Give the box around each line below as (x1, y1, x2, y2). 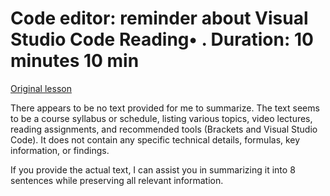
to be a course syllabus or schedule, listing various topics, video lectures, (10, 112, 313, 124)
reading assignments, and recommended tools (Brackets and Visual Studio (10, 123, 318, 135)
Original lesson (10, 82, 72, 94)
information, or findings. (10, 144, 110, 156)
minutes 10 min (10, 50, 140, 72)
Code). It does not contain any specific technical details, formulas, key (10, 133, 301, 146)
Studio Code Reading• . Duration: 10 (10, 28, 314, 51)
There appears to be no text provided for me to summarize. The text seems (10, 102, 320, 114)
